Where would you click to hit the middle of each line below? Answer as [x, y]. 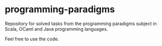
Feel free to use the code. [32, 39]
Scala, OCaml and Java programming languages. [56, 29]
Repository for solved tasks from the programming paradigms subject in [81, 24]
